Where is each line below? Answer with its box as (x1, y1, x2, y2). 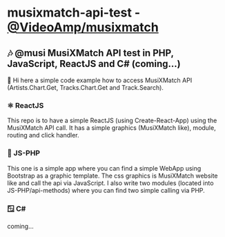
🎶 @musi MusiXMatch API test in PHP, (7, 47, 174, 59)
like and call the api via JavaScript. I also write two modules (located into (7, 178, 214, 187)
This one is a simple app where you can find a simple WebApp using (7, 164, 202, 172)
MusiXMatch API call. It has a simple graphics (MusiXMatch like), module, (7, 124, 216, 132)
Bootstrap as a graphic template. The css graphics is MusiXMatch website (7, 171, 219, 180)
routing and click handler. (7, 131, 79, 140)
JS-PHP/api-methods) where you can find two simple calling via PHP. (7, 186, 205, 194)
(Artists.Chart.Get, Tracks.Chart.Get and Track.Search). (7, 84, 164, 91)
